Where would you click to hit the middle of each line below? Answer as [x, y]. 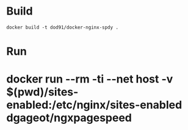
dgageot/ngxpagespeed [69, 118]
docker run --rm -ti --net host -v [90, 79]
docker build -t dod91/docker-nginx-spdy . [63, 27]
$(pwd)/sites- [42, 92]
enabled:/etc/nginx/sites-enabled [94, 105]
